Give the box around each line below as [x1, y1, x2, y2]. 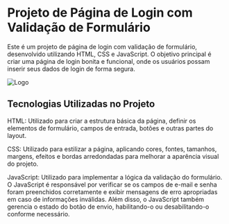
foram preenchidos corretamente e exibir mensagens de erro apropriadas [7, 187, 218, 196]
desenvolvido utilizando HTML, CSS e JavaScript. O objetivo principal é [7, 50, 212, 58]
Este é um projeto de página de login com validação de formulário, [7, 42, 198, 51]
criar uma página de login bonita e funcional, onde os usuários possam [7, 57, 210, 65]
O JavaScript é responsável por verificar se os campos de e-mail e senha [7, 180, 217, 189]
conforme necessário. [7, 209, 71, 218]
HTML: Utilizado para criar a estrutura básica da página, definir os [7, 117, 196, 125]
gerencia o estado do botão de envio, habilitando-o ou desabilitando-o [7, 203, 210, 211]
